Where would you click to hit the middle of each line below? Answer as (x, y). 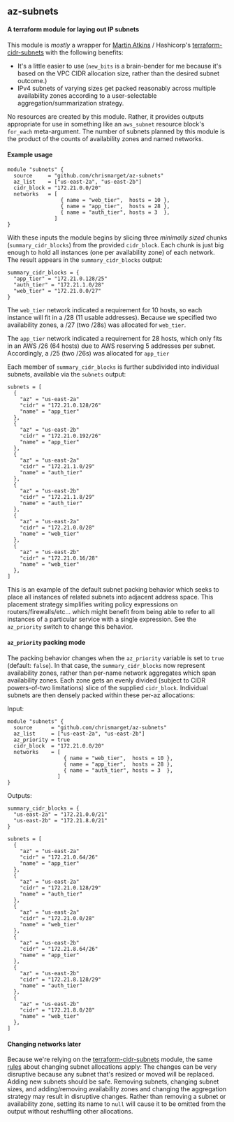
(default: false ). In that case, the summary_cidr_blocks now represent (106, 665)
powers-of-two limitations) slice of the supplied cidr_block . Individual (108, 688)
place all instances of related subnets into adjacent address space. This (110, 597)
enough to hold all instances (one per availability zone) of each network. (111, 252)
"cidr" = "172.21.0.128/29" (60, 888)
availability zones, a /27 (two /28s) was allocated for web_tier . (97, 325)
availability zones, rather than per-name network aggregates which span (112, 673)
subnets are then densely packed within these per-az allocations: (101, 695)
